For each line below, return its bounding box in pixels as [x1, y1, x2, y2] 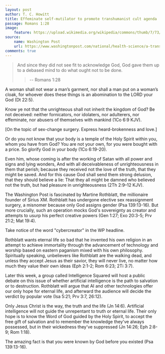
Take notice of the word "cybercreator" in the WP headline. [5, 227, 125, 233]
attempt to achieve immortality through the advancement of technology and [5, 242, 159, 248]
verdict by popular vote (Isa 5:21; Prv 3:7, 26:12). [5, 293, 103, 299]
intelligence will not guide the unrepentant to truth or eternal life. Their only [5, 308, 157, 314]
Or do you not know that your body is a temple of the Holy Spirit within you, [5, 136, 158, 142]
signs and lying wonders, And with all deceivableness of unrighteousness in [5, 161, 159, 167]
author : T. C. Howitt [5, 12, 50, 17]
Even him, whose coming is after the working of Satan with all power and [5, 156, 153, 161]
